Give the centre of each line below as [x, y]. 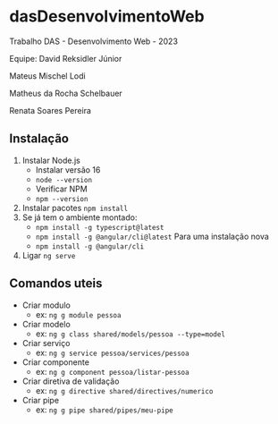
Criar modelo [46, 324]
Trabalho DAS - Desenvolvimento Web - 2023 [94, 41]
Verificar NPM [61, 189]
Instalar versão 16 [68, 170]
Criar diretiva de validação [71, 381]
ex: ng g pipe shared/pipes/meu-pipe [104, 410]
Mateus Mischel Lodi [48, 76]
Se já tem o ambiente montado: [80, 217]
